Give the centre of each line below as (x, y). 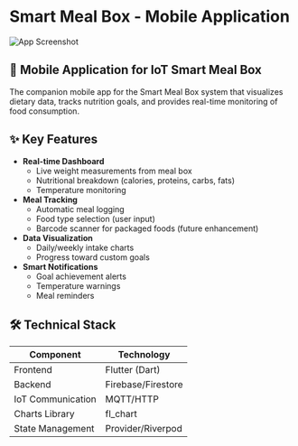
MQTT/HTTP (132, 399)
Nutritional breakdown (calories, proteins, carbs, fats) (135, 180)
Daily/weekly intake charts (85, 247)
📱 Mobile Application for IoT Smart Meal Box (135, 70)
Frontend (33, 370)
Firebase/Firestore (144, 385)
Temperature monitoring (81, 190)
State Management (54, 429)
